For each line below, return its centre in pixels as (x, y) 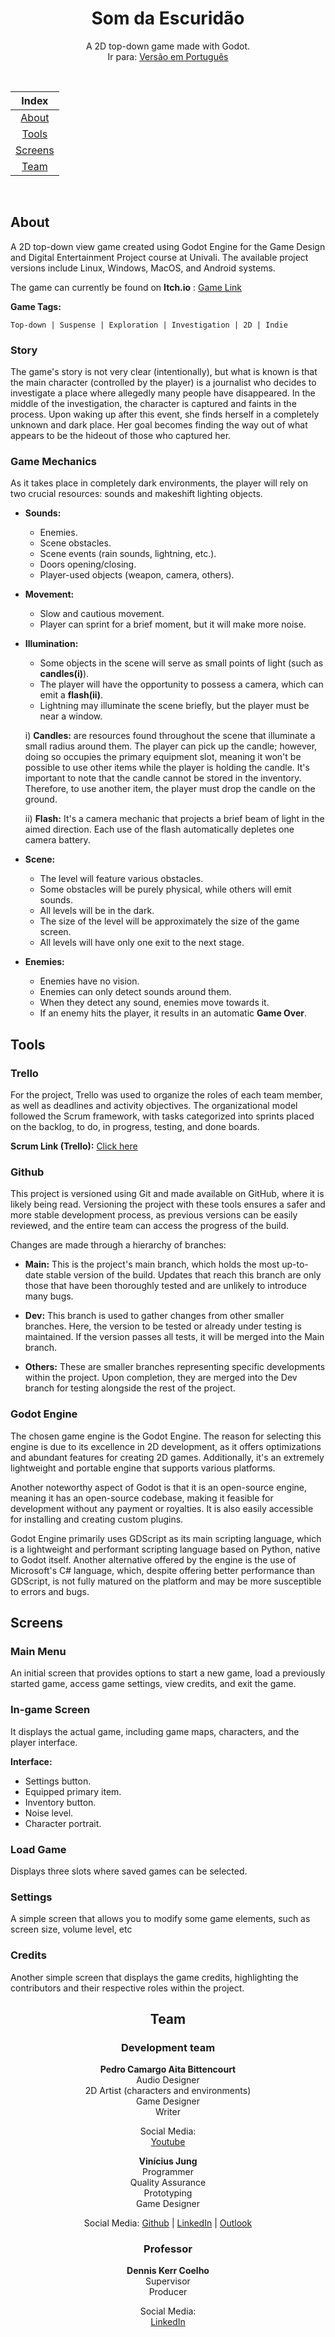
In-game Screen (50, 1710)
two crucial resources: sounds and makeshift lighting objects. (136, 494)
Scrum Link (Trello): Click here (74, 1146)
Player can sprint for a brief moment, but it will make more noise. (173, 624)
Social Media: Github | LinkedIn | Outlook (168, 2223)
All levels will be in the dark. (97, 911)
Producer (168, 2292)
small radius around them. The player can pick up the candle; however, (171, 746)
